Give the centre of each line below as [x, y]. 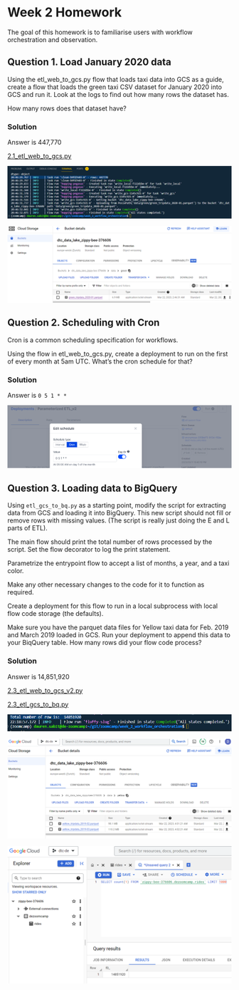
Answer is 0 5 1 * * [37, 396]
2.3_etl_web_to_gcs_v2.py [45, 690]
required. [21, 592]
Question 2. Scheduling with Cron [84, 323]
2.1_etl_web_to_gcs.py [39, 156]
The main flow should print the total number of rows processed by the [110, 542]
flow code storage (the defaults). [55, 614]
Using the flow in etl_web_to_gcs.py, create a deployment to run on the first [118, 354]
